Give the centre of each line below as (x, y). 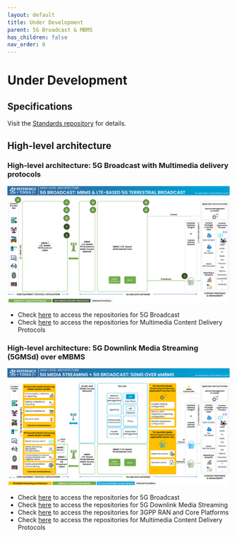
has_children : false (38, 37)
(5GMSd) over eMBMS (47, 357)
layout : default (31, 15)
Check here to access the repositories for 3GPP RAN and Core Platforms (123, 512)
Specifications (40, 106)
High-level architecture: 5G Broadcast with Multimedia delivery (118, 166)
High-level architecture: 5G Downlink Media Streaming (103, 348)
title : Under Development (45, 22)
